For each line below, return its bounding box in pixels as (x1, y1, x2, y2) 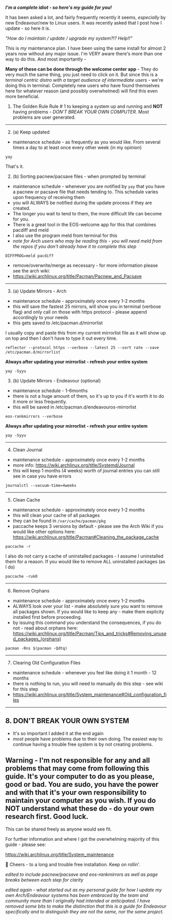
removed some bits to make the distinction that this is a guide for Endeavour (5, 903, 166, 909)
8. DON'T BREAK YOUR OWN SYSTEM (5, 716, 130, 725)
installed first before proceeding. (12, 614, 82, 620)
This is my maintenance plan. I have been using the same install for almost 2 (5, 45, 166, 51)
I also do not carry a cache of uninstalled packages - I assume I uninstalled (5, 553, 164, 559)
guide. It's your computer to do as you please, (5, 772, 155, 781)
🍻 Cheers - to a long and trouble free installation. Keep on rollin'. (5, 861, 141, 868)
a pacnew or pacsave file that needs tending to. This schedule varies (12, 189, 159, 195)
